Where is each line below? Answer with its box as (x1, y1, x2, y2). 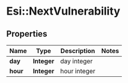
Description (60, 47, 96, 55)
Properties (6, 29, 48, 39)
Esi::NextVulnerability (6, 4, 121, 18)
